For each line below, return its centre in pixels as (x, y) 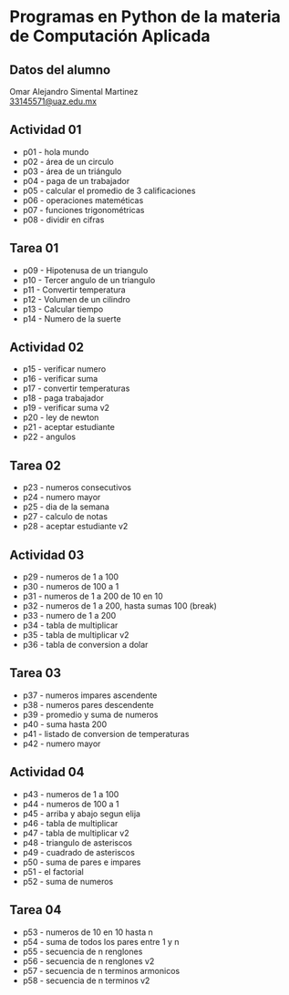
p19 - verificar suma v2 (66, 408)
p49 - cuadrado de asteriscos (78, 852)
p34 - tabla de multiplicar (70, 625)
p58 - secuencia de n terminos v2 (86, 980)
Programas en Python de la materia (145, 17)
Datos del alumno (60, 70)
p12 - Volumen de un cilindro (76, 299)
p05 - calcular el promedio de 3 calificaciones (109, 190)
